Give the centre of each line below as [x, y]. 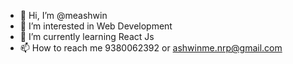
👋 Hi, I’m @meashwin [63, 15]
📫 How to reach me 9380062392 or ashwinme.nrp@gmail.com [151, 48]
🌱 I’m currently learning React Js [87, 36]
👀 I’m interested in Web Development [96, 26]
